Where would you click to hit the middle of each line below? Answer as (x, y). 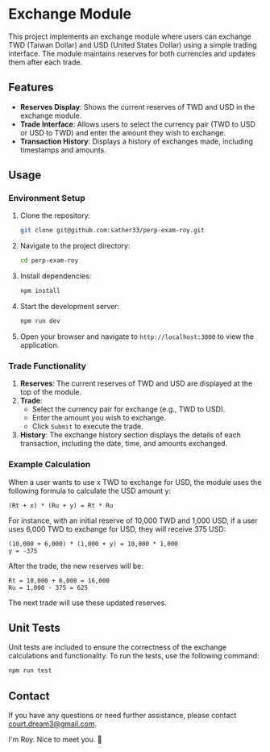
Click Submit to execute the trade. (87, 426)
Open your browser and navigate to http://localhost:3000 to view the (137, 336)
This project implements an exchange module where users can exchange (130, 36)
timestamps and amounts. (63, 149)
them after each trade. (46, 62)
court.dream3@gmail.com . (53, 724)
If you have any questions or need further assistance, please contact (123, 716)
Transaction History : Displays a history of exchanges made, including (137, 141)
